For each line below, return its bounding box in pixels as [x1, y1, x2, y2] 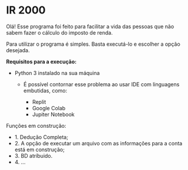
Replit [32, 98, 46, 106]
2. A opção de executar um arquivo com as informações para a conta [14, 140, 183, 147]
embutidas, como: [23, 87, 68, 94]
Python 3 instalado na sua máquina [14, 69, 100, 76]
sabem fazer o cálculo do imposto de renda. [6, 29, 113, 36]
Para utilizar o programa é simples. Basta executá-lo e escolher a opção [6, 40, 180, 47]
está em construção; [14, 146, 65, 153]
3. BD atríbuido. [14, 152, 53, 159]
